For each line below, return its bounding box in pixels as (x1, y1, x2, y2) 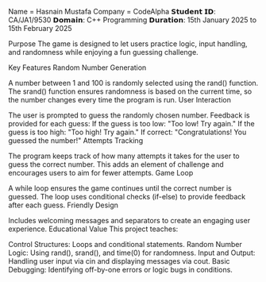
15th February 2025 (8, 24, 73, 33)
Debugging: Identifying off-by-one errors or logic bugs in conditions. (8, 265, 233, 274)
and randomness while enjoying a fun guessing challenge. (8, 48, 199, 56)
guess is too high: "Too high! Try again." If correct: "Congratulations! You (8, 127, 247, 137)
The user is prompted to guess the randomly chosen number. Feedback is (8, 110, 250, 120)
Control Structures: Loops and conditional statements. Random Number (8, 240, 242, 249)
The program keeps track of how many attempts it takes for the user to (8, 151, 240, 160)
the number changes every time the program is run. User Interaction (8, 95, 232, 104)
